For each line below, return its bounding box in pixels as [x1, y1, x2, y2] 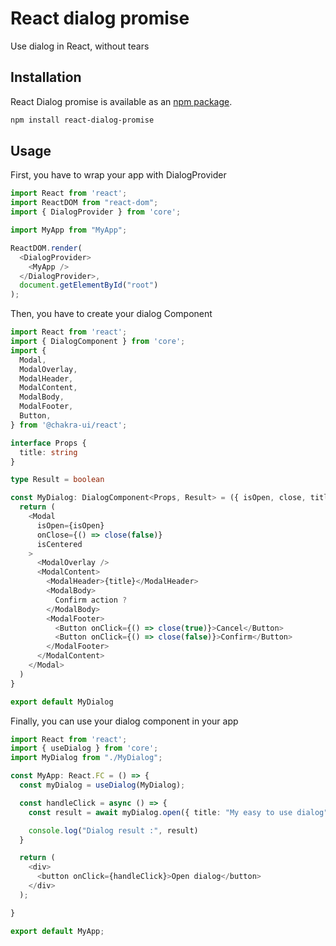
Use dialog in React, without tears [10, 40, 150, 52]
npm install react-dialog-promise [10, 115, 155, 125]
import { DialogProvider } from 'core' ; [10, 207, 182, 217]
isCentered [36, 539, 83, 549]
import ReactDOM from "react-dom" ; [10, 198, 159, 208]
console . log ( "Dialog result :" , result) [28, 825, 199, 836]
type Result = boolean [10, 475, 105, 485]
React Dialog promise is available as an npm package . [10, 95, 233, 107]
